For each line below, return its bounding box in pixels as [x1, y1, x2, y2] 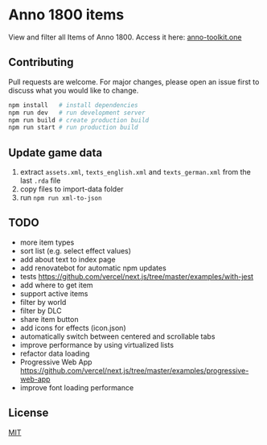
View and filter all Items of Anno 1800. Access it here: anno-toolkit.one [8, 32, 242, 42]
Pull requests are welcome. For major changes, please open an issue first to [8, 76, 260, 86]
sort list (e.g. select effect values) [19, 245, 131, 255]
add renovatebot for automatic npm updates [19, 263, 166, 273]
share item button [19, 314, 79, 323]
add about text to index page [19, 254, 116, 264]
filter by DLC [19, 306, 62, 315]
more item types [19, 237, 75, 247]
